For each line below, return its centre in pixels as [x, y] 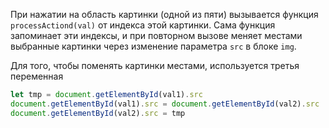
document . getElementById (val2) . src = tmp [98, 113]
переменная [37, 76]
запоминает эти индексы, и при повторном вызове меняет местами [156, 35]
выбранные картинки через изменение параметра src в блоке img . [153, 46]
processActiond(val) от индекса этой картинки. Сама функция [143, 25]
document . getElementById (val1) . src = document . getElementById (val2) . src [165, 104]
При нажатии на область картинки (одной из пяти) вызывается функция [164, 14]
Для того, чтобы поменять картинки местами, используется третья [155, 65]
